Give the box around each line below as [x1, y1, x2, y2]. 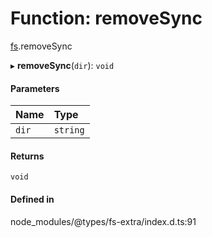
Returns [10, 150, 45, 162]
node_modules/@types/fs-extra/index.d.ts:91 [10, 215, 197, 227]
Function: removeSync [10, 7, 203, 30]
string [53, 125, 85, 136]
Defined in [10, 193, 55, 205]
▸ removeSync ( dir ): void [10, 59, 115, 71]
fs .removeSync [10, 40, 73, 52]
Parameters [10, 82, 60, 94]
